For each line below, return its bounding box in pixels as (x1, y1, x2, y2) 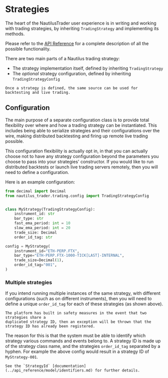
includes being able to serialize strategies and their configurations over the (5, 127, 160, 133)
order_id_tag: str (14, 235, 53, 240)
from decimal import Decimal (5, 188, 66, 194)
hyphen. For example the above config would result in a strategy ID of (5, 348, 149, 354)
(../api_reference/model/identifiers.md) (5, 368, 93, 373)
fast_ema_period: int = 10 (14, 221, 71, 226)
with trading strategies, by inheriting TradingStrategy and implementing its (5, 25, 159, 31)
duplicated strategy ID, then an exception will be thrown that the (5, 319, 151, 324)
